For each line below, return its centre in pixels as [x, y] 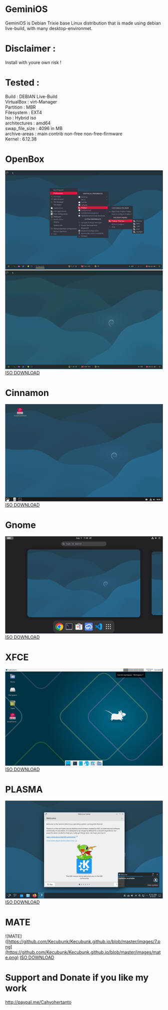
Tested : [22, 83]
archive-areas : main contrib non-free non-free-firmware [64, 133]
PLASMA [24, 789]
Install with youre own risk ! [33, 62]
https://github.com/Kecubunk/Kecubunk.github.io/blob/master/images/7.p [84, 941]
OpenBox [25, 159]
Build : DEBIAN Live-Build [31, 96]
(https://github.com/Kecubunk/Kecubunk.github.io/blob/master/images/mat [83, 952]
